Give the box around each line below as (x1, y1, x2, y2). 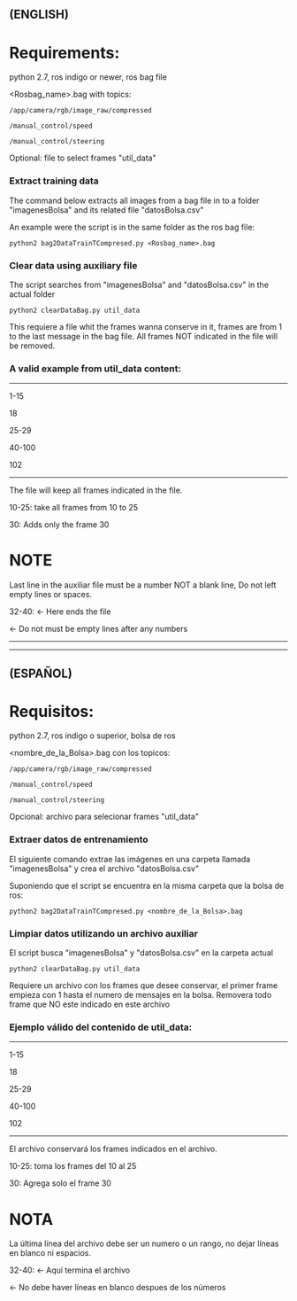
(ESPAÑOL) (9, 666, 72, 681)
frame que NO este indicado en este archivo (9, 999, 171, 1009)
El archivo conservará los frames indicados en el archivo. (9, 1143, 218, 1155)
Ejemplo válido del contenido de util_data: (9, 1021, 193, 1033)
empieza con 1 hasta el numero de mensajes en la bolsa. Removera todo (9, 990, 272, 1001)
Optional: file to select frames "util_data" (9, 152, 156, 163)
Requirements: (9, 43, 120, 63)
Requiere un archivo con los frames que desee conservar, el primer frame (9, 980, 278, 991)
